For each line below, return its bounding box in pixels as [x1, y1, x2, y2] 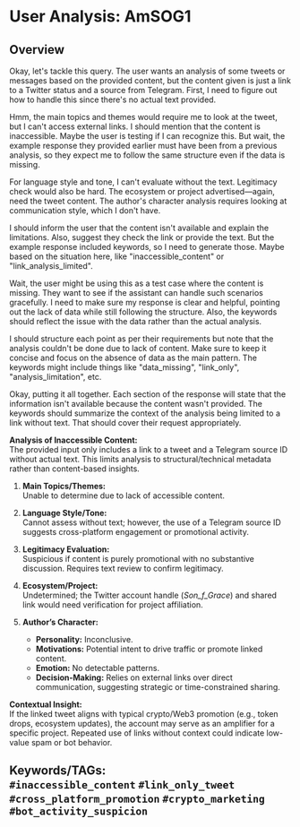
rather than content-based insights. [9, 463, 141, 474]
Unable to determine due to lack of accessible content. [21, 490, 226, 501]
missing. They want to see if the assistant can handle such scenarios [9, 288, 264, 297]
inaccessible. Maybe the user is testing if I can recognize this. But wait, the [9, 131, 286, 141]
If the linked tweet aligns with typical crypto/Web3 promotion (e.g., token [9, 709, 279, 719]
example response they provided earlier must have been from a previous [9, 141, 278, 151]
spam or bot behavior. [30, 737, 113, 747]
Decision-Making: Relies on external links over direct [35, 672, 233, 683]
